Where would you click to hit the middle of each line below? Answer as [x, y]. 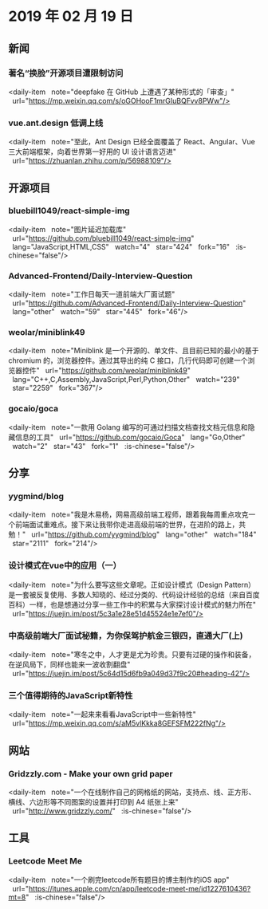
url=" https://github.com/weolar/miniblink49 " [118, 371]
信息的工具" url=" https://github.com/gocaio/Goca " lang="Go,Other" [130, 437]
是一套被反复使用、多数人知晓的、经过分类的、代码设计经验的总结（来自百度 [134, 594]
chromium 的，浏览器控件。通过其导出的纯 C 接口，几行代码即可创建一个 [128, 360]
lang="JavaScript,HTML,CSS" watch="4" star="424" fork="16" [120, 246]
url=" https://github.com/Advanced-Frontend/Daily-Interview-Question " [129, 303]
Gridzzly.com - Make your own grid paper [91, 773]
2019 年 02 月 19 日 [71, 16]
